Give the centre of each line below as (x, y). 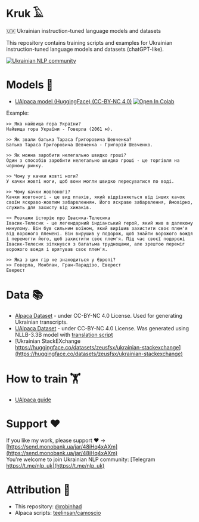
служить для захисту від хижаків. (49, 207)
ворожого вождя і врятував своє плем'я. (57, 249)
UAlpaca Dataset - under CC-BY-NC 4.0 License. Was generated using (102, 328)
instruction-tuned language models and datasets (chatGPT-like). (85, 49)
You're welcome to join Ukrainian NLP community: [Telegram (81, 459)
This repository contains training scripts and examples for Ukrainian (89, 42)
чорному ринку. (25, 165)
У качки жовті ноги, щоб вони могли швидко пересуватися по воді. (90, 181)
